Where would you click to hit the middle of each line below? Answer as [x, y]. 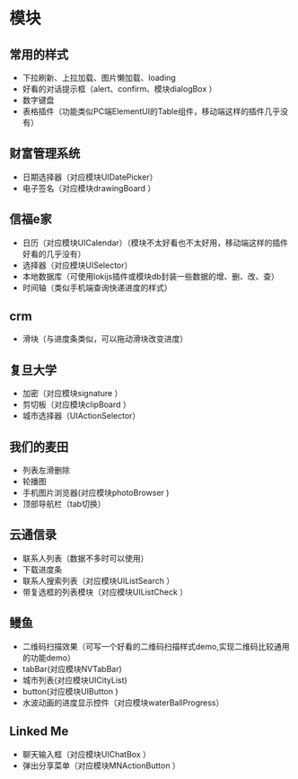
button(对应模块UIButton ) [70, 691]
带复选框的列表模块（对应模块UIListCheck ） [105, 592]
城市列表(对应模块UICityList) [74, 680]
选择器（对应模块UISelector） [77, 265]
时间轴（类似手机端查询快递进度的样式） [97, 288]
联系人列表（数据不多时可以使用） [85, 558]
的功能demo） [49, 658]
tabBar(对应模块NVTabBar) [72, 668]
